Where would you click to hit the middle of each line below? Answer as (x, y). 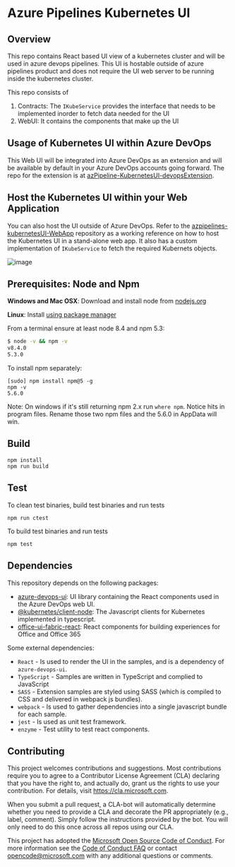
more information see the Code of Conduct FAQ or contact (92, 848)
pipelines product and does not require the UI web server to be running (111, 71)
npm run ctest (28, 518)
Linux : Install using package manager (62, 315)
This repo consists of (38, 92)
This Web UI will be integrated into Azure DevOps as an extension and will (115, 160)
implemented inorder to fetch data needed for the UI (94, 114)
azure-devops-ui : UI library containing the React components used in (118, 596)
